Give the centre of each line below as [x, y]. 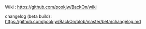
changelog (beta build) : [29, 16]
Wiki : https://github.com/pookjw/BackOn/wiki [51, 7]
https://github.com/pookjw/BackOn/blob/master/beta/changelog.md [73, 22]
